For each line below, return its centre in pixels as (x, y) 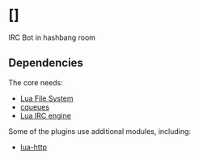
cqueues (35, 106)
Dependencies (46, 63)
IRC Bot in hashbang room (52, 37)
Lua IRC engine (45, 115)
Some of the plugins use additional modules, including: (100, 131)
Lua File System (47, 98)
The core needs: (36, 82)
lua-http (33, 147)
